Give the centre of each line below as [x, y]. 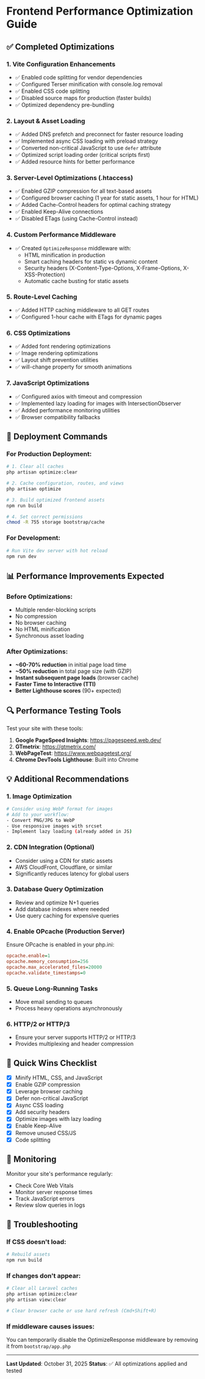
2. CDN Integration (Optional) [50, 848]
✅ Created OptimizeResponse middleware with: [73, 248]
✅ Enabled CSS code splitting [52, 91]
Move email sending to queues [54, 1001]
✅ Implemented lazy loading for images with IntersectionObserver [98, 403]
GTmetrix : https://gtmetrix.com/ [56, 747]
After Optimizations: [37, 651]
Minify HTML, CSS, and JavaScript [59, 1078]
